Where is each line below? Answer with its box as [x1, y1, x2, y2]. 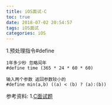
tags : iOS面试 [6, 25, 39, 31]
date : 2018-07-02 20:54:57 [6, 19, 73, 25]
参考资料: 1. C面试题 [6, 93, 53, 100]
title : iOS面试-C [6, 8, 47, 15]
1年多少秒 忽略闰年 [6, 60, 47, 66]
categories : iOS [6, 31, 46, 36]
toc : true [6, 14, 31, 20]
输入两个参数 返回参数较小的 [6, 77, 66, 83]
